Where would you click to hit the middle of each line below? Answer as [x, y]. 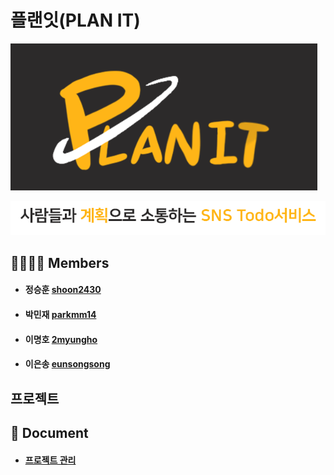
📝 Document [49, 432]
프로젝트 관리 [50, 460]
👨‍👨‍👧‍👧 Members [60, 262]
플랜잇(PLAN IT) [75, 20]
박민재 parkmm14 [60, 315]
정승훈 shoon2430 [63, 290]
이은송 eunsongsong [67, 364]
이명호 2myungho [61, 339]
